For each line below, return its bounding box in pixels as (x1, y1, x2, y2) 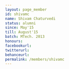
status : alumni (5, 20, 36, 26)
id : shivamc (5, 12, 29, 17)
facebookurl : (5, 43, 32, 48)
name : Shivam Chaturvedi (5, 16, 56, 21)
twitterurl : (5, 48, 29, 52)
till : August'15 (5, 30, 38, 34)
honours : (5, 39, 23, 44)
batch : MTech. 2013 (5, 34, 45, 39)
